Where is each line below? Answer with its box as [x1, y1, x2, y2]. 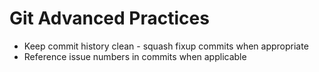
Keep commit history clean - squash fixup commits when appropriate [23, 40, 309, 52]
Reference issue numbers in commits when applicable [23, 50, 247, 62]
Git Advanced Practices [9, 7, 210, 30]
